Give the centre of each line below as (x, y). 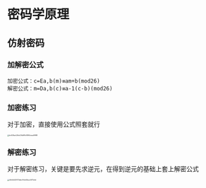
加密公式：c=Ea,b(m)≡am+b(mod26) (54, 81)
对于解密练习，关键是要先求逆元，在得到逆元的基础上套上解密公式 (103, 169)
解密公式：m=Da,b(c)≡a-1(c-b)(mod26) (60, 88)
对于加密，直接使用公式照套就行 (54, 124)
